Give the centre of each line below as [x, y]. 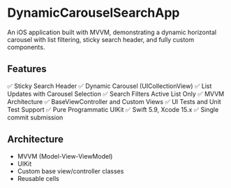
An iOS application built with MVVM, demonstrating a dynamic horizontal [112, 32]
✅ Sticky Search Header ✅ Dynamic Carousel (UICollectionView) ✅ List [110, 86]
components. [26, 47]
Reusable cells [38, 178]
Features [27, 69]
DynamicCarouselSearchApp [94, 13]
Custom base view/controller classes [70, 171]
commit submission [35, 117]
